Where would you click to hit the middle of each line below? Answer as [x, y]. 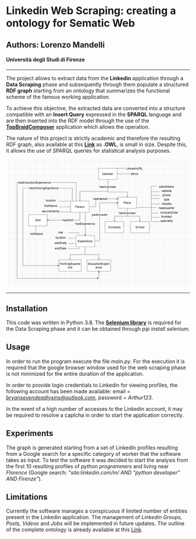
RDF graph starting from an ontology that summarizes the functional [88, 90]
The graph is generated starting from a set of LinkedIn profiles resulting [92, 447]
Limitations [27, 497]
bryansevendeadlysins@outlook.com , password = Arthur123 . [80, 397]
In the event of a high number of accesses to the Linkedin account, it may [94, 408]
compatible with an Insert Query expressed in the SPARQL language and [94, 114]
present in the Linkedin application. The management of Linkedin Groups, [94, 517]
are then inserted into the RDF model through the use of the [78, 121]
